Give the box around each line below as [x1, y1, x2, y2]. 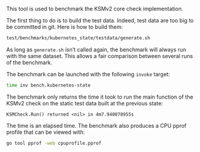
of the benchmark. [6, 59, 53, 66]
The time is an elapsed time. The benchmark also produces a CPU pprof [6, 122, 187, 129]
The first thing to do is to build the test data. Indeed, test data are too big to [6, 17, 194, 24]
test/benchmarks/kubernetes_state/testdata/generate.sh [6, 35, 150, 41]
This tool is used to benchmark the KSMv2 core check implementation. [6, 5, 184, 12]
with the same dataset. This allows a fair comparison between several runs [6, 52, 193, 59]
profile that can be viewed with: [6, 128, 85, 136]
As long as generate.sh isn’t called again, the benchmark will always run [6, 45, 187, 53]
